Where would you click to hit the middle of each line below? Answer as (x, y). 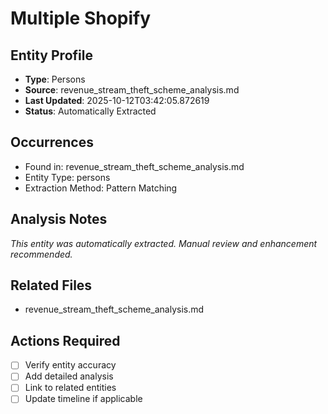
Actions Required (65, 340)
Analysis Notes (59, 219)
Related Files (51, 285)
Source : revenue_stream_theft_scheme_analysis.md (132, 90)
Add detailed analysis (69, 376)
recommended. (41, 254)
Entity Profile (51, 55)
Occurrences (52, 142)
